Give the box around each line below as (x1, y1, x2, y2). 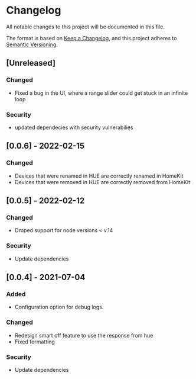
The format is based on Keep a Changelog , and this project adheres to (6, 34, 177, 41)
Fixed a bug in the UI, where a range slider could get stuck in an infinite (14, 89, 188, 97)
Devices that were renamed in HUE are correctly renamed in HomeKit (14, 172, 184, 179)
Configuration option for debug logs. (14, 303, 104, 311)
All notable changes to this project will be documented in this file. (6, 23, 165, 30)
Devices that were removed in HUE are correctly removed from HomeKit (14, 178, 191, 185)
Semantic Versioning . (6, 41, 58, 48)
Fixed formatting (14, 338, 55, 345)
